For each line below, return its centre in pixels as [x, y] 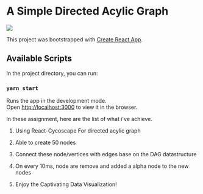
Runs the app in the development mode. [56, 101]
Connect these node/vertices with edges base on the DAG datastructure [106, 154]
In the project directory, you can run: [52, 73]
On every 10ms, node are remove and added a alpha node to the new [102, 166]
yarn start [22, 88]
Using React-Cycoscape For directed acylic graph [78, 131]
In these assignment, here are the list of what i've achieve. [79, 119]
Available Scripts [39, 59]
